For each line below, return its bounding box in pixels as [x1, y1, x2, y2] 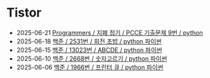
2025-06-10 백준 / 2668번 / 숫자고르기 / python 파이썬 [16, 54, 167, 63]
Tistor [6, 5, 42, 21]
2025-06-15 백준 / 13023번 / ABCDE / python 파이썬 [16, 46, 163, 54]
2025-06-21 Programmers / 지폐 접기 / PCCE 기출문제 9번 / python [16, 28, 203, 37]
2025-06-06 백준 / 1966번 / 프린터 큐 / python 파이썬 [16, 63, 164, 71]
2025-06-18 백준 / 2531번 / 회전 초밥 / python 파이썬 [16, 37, 162, 46]
